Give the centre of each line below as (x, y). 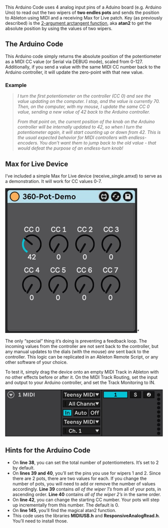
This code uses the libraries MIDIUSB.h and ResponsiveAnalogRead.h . (86, 515)
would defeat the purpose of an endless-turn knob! (70, 148)
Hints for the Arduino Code (48, 450)
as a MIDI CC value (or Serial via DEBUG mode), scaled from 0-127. (74, 61)
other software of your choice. (36, 362)
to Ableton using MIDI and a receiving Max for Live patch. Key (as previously (84, 18)
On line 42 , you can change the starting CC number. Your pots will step (86, 499)
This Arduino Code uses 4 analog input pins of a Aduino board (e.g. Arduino (83, 7)
